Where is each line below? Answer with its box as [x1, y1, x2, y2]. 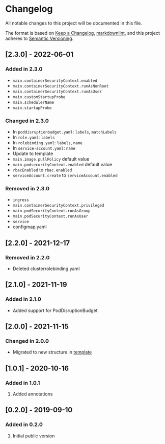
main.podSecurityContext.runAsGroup [12, 208, 91, 214]
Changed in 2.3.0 [5, 117, 49, 124]
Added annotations [12, 391, 53, 397]
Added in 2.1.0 [5, 296, 42, 303]
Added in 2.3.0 [5, 65, 43, 73]
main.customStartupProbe [12, 94, 66, 100]
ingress [12, 197, 29, 203]
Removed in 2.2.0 [5, 254, 50, 261]
